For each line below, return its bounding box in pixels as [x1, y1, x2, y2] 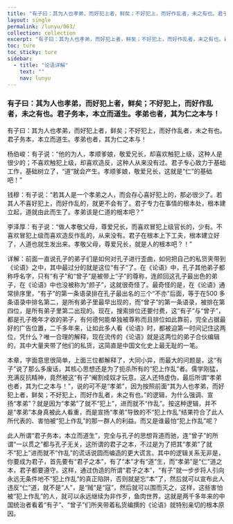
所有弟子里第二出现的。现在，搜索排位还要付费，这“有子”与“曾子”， [31, 306, 225, 315]
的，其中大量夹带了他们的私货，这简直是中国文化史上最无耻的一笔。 [7, 341, 202, 349]
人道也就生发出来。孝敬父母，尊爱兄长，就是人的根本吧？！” [19, 240, 193, 248]
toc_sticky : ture [7, 49, 58, 56]
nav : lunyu [19, 74, 51, 82]
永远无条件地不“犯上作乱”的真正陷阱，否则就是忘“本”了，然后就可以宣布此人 [7, 474, 225, 482]
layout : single [7, 17, 51, 24]
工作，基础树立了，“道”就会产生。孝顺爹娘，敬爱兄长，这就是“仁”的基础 [7, 167, 213, 175]
